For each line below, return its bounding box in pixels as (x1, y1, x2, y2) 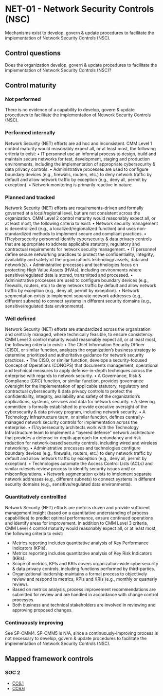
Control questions (5, 49, 61, 57)
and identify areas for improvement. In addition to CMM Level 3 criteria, (5, 520, 148, 526)
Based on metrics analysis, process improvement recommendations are (12, 586, 156, 592)
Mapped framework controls (5, 655, 94, 663)
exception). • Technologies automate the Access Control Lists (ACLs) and (5, 461, 153, 466)
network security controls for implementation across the (25, 419, 138, 425)
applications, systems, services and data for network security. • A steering (5, 399, 155, 405)
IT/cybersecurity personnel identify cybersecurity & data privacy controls (5, 236, 152, 242)
